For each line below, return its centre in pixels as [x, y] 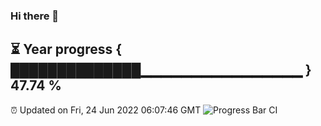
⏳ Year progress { [66, 49]
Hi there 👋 [35, 16]
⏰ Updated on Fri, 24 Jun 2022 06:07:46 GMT [106, 110]
